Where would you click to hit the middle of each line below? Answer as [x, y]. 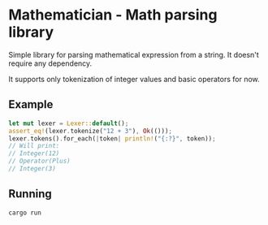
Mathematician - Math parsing [113, 15]
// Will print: [34, 146]
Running [30, 194]
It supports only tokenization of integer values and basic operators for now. [134, 79]
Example [31, 104]
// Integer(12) [34, 154]
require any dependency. [50, 63]
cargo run [25, 213]
